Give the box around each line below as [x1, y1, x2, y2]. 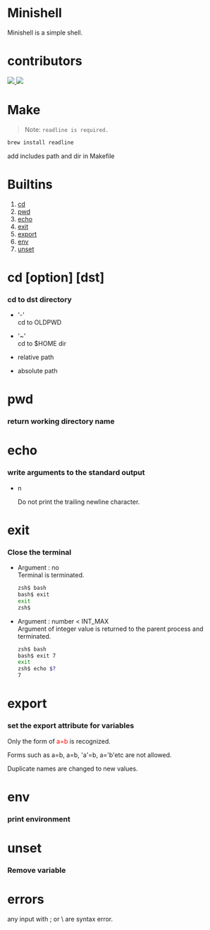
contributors [7, 53, 82, 69]
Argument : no [17, 563, 60, 572]
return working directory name [7, 416, 115, 426]
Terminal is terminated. [17, 571, 85, 579]
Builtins [7, 176, 53, 192]
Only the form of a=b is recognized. [7, 737, 111, 745]
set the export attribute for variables [7, 721, 135, 731]
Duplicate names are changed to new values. [7, 764, 139, 773]
